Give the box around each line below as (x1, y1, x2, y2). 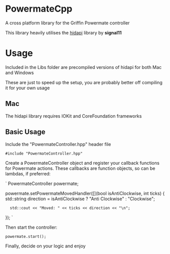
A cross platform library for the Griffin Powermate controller (5, 20, 130, 26)
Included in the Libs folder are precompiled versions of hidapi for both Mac (5, 64, 162, 70)
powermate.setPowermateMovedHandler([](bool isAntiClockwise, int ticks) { (5, 190, 165, 196)
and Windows (5, 69, 34, 76)
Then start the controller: (5, 224, 57, 230)
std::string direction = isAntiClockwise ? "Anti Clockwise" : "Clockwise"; (5, 196, 155, 202)
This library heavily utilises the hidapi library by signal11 (5, 29, 122, 35)
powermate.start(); (5, 234, 47, 239)
